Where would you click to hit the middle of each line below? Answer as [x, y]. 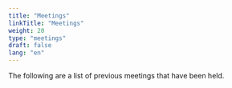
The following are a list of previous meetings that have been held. [116, 76]
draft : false [30, 46]
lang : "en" [26, 53]
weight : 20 [26, 30]
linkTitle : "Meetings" [46, 23]
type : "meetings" [37, 38]
